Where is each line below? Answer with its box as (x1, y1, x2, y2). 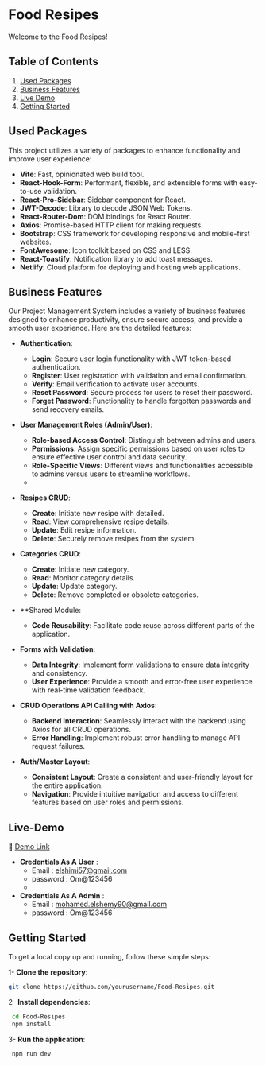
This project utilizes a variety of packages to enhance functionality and (8, 145, 241, 155)
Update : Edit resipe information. (31, 525, 137, 535)
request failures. (31, 742, 86, 751)
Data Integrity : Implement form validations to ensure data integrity (31, 660, 250, 669)
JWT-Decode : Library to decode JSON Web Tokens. (19, 203, 193, 212)
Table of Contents (8, 55, 99, 68)
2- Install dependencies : (8, 997, 91, 1006)
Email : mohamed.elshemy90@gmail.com (31, 900, 168, 909)
